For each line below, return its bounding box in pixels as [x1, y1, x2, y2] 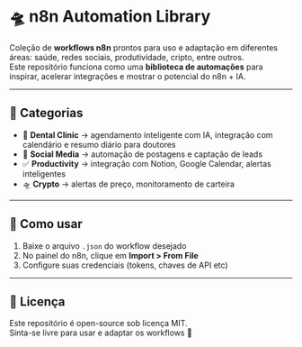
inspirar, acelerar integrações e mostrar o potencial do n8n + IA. [9, 70, 246, 81]
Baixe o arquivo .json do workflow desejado [22, 240, 187, 251]
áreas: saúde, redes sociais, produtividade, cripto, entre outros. [9, 51, 244, 62]
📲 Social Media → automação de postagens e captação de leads [22, 149, 263, 160]
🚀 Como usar [9, 216, 83, 232]
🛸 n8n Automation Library [9, 6, 211, 27]
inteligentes [22, 168, 66, 179]
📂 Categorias [9, 105, 84, 121]
